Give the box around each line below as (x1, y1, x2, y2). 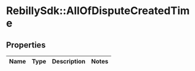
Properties (6, 40, 46, 50)
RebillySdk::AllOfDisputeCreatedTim (6, 4, 190, 18)
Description (52, 58, 85, 65)
